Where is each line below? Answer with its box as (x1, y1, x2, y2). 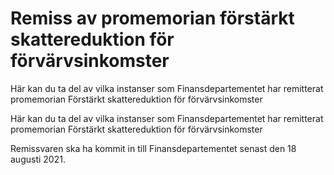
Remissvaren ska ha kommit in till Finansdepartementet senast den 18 (10, 142, 297, 154)
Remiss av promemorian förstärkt (10, 7, 295, 30)
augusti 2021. (10, 153, 66, 165)
